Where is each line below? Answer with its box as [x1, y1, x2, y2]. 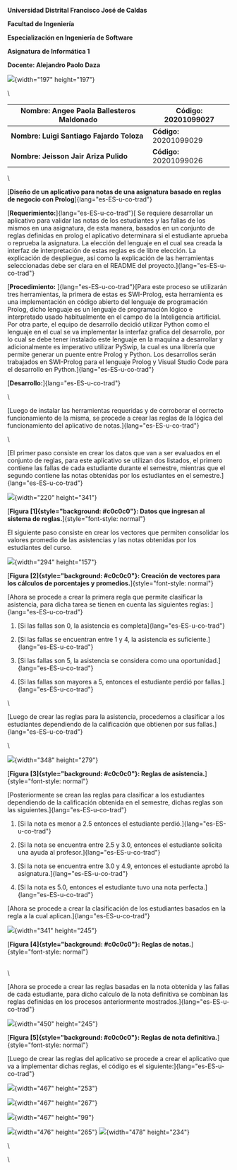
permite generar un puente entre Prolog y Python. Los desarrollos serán [7, 350, 217, 358]
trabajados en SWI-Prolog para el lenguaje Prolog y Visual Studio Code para [7, 358, 229, 366]
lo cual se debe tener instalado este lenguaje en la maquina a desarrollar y [7, 335, 224, 344]
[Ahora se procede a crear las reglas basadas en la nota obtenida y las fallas [7, 983, 230, 990]
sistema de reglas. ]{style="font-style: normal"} [7, 515, 146, 522]
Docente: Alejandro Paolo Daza [7, 61, 101, 69]
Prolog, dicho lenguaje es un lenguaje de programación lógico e [7, 305, 193, 313]
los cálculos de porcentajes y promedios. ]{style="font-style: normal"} [7, 579, 214, 587]
